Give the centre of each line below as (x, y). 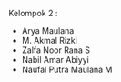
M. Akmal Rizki (50, 41)
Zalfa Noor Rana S (56, 50)
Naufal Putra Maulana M (67, 69)
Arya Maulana (48, 31)
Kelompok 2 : (33, 13)
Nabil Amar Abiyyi (55, 60)
